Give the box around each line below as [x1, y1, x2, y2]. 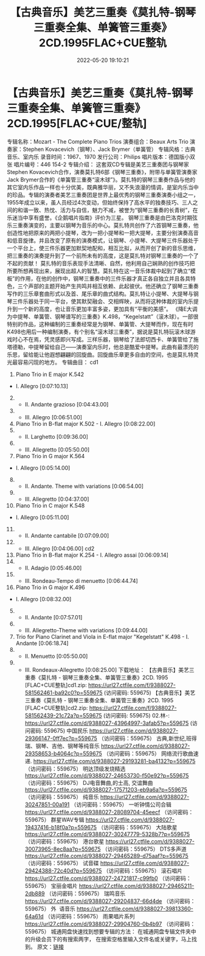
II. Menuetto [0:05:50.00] [24, 652, 88, 660]
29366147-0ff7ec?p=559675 [24, 734, 98, 742]
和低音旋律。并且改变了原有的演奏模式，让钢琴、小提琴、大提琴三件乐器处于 [7, 237, 199, 244]
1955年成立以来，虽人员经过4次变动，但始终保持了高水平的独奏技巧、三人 [7, 198, 193, 206]
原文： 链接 [36, 943, 64, 950]
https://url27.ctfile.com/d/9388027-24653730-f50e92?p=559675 [24, 772, 189, 779]
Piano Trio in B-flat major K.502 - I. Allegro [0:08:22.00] [15, 420, 156, 427]
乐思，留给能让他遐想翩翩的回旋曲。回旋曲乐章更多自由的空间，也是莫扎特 [7, 351, 193, 358]
